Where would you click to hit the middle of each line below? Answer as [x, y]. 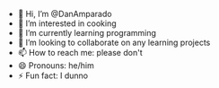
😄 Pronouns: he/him [56, 66]
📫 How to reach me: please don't [80, 53]
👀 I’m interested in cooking [67, 23]
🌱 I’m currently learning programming [87, 33]
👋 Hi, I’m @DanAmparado [65, 14]
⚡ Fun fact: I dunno [53, 75]
